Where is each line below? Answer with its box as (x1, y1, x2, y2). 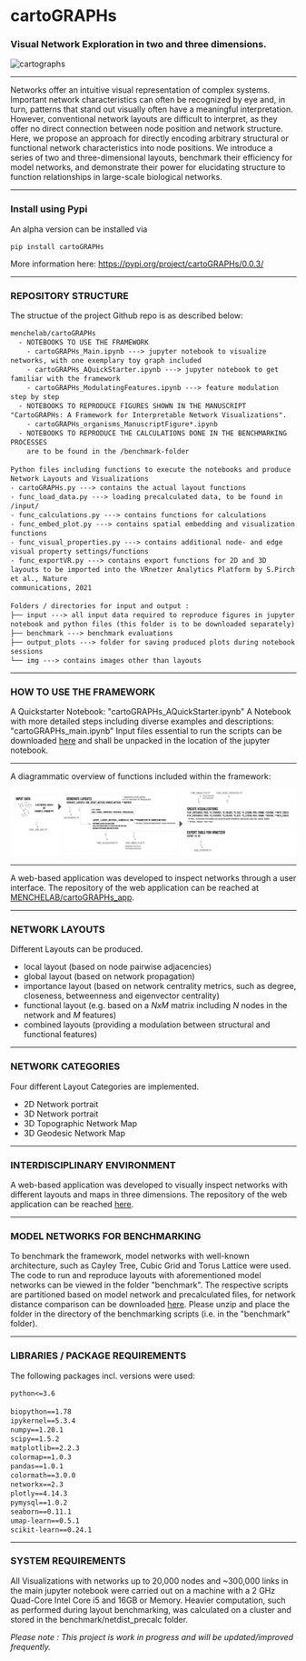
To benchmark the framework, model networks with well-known (10, 1251, 251, 1262)
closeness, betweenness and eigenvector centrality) (23, 990, 221, 1001)
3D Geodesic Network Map (23, 1127, 126, 1138)
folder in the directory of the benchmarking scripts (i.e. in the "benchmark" (10, 1308, 291, 1319)
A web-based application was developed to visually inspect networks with (10, 1179, 289, 1190)
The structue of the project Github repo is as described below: (10, 310, 243, 321)
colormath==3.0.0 (10, 1470, 76, 1480)
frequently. (10, 1641, 51, 1652)
